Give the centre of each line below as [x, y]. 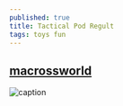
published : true [40, 18]
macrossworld [51, 71]
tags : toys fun [38, 34]
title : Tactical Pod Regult [62, 26]
